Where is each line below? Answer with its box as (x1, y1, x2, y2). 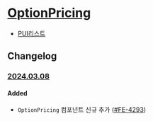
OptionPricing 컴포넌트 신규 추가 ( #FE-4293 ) (17, 105, 147, 114)
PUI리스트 (17, 29, 46, 38)
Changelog (7, 50, 57, 62)
